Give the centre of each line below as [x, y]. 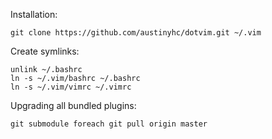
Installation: [34, 14]
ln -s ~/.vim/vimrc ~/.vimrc [71, 87]
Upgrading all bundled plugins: [73, 105]
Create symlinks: [45, 51]
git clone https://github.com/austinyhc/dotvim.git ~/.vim [136, 33]
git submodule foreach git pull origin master [109, 124]
